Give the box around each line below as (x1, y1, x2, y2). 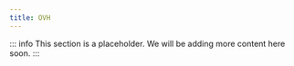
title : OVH (9, 13, 51, 23)
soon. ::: (9, 47, 40, 59)
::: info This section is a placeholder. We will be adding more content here (9, 38, 286, 49)
